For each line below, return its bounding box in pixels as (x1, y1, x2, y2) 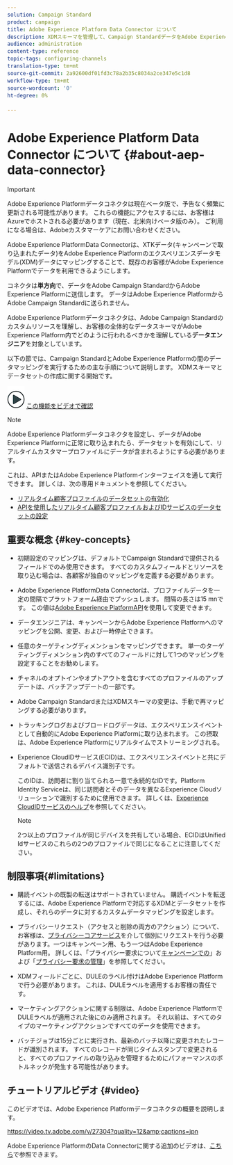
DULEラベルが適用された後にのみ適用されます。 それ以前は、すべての (17, 1013, 216, 1021)
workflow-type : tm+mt (7, 77, 70, 84)
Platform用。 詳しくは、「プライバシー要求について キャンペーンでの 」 (17, 948, 216, 956)
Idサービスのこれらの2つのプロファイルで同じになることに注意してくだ (17, 839, 221, 848)
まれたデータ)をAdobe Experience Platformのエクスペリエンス (19, 249, 197, 257)
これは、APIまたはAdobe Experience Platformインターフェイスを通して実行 (7, 471, 223, 479)
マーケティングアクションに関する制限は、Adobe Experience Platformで (17, 1004, 223, 1012)
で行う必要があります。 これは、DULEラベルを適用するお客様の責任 (17, 981, 212, 989)
